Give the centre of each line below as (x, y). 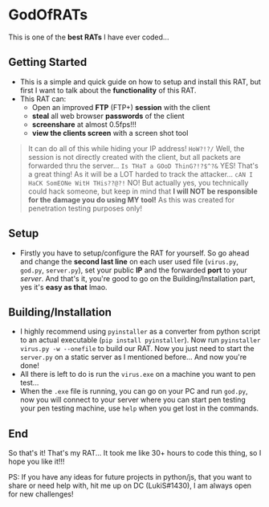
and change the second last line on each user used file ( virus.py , (129, 261)
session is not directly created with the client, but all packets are (134, 157)
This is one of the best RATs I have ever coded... (89, 37)
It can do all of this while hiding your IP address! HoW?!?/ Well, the (136, 148)
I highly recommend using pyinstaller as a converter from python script (140, 332)
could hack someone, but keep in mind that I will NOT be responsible (143, 191)
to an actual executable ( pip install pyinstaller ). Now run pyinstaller (140, 340)
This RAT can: (43, 99)
